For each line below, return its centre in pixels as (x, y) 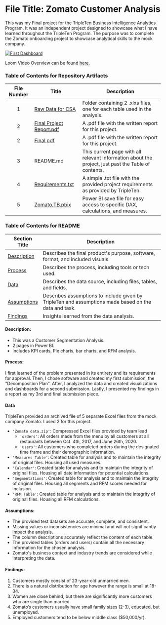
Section (23, 238)
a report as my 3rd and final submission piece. (52, 394)
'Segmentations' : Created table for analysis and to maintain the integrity (85, 478)
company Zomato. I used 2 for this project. (48, 422)
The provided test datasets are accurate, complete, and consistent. (81, 521)
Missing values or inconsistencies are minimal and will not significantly (84, 527)
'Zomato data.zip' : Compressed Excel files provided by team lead (80, 431)
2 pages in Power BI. (33, 345)
